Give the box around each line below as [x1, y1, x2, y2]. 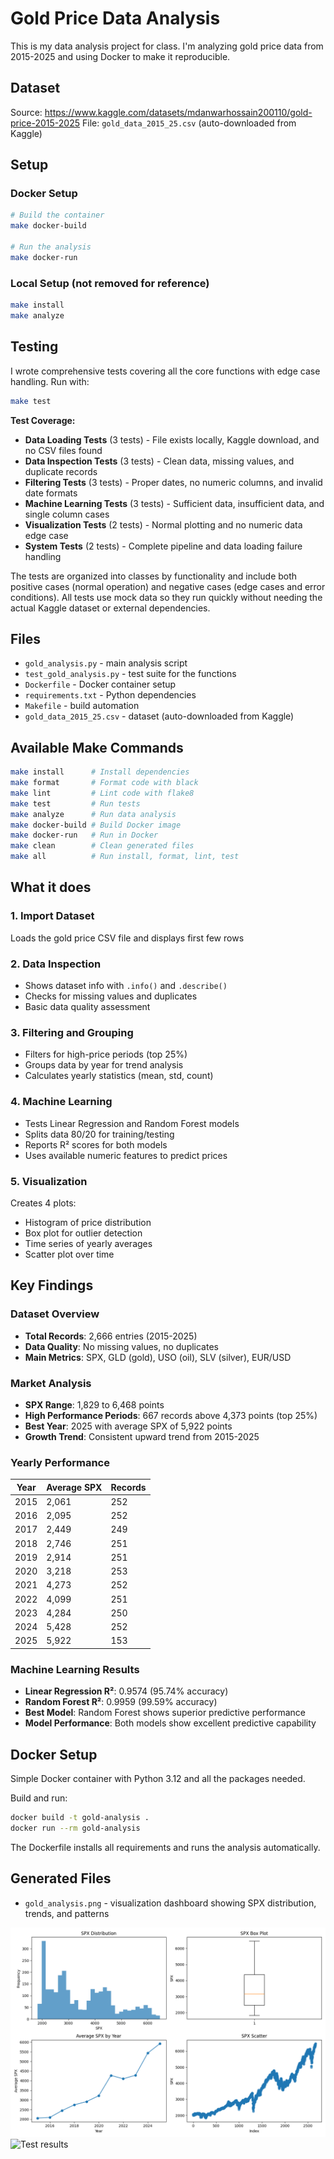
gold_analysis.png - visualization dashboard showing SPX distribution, [24, 1897, 317, 1909]
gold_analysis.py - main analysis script [24, 657, 188, 669]
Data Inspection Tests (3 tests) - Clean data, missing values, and [24, 455, 295, 467]
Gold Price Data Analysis [10, 7, 221, 30]
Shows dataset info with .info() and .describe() [24, 980, 228, 992]
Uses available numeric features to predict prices [24, 1149, 228, 1161]
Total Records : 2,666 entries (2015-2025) [24, 1330, 198, 1342]
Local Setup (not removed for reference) [10, 276, 210, 290]
